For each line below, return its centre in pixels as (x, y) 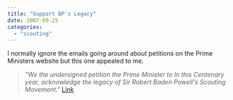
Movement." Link (49, 89)
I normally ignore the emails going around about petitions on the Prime (110, 54)
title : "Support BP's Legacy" (52, 14)
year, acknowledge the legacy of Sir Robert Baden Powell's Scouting (125, 82)
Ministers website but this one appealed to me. (75, 61)
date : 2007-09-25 (33, 20)
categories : (25, 27)
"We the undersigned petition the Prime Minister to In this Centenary (124, 75)
